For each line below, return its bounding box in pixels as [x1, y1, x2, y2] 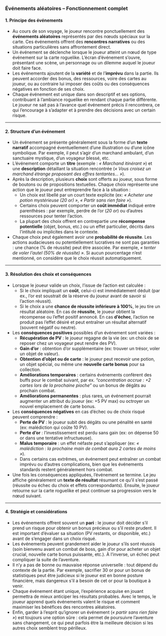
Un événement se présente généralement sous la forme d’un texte [12, 139, 148, 146]
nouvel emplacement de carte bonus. [19, 403, 96, 409]
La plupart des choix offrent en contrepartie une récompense [19, 218, 145, 224]
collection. [19, 367, 41, 372]
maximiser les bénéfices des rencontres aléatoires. [12, 604, 117, 610]
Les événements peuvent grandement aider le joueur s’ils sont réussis [12, 540, 155, 547]
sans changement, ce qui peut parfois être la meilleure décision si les [12, 620, 154, 626]
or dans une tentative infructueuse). [19, 435, 93, 441]
